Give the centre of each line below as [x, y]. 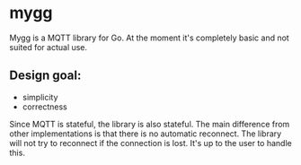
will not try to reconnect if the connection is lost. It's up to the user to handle [150, 143]
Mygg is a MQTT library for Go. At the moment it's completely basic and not [149, 38]
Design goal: [45, 76]
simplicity [40, 97]
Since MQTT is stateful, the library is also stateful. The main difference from [150, 124]
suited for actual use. [49, 47]
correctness [44, 107]
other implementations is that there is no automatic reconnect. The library [146, 134]
